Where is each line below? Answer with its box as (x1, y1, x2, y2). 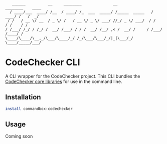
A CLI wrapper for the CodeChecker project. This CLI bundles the (5, 73, 140, 79)
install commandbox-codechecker (5, 106, 73, 111)
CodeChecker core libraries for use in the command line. (5, 78, 122, 84)
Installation (5, 93, 41, 101)
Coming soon (5, 133, 33, 139)
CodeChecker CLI (5, 56, 80, 68)
